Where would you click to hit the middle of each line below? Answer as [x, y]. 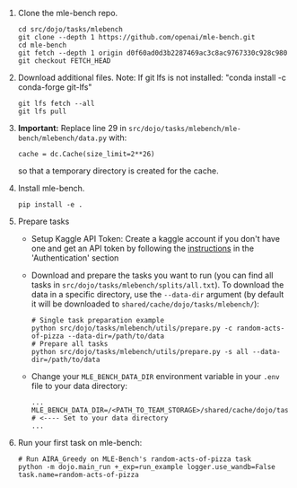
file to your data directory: [79, 386]
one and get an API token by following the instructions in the [142, 248]
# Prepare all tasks [70, 344]
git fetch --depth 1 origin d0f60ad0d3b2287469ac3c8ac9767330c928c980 [153, 53]
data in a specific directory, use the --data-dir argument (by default [157, 294]
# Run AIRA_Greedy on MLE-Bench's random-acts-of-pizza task [135, 459]
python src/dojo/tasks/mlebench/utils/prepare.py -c [132, 328]
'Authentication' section [75, 258]
